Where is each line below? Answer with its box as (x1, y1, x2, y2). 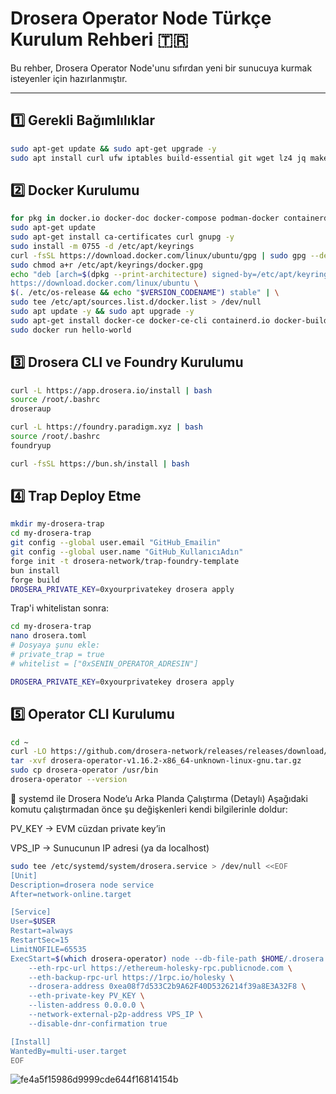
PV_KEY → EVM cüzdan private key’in (10, 822, 167, 834)
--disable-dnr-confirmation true (28, 1018, 168, 1029)
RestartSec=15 (10, 935, 70, 945)
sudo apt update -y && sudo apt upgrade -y (10, 307, 195, 317)
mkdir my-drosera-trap (10, 519, 105, 529)
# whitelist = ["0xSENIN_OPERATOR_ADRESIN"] (10, 658, 199, 669)
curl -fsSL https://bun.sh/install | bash (10, 458, 190, 469)
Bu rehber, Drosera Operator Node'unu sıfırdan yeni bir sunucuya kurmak (10, 62, 313, 74)
